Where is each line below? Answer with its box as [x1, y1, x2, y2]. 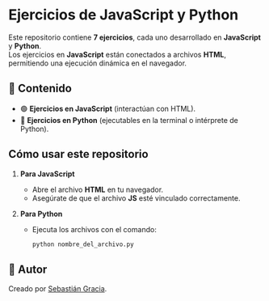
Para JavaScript [19, 168, 75, 179]
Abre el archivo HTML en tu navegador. [32, 184, 164, 194]
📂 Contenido [8, 82, 73, 95]
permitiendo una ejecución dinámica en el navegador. [8, 58, 187, 68]
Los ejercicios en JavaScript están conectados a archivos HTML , [8, 49, 226, 59]
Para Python [19, 209, 63, 218]
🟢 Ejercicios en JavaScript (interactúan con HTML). [19, 104, 196, 113]
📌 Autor [8, 262, 48, 276]
